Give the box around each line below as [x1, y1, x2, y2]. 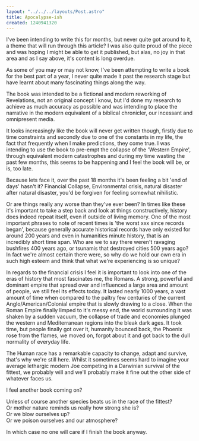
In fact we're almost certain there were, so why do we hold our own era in [6, 251, 187, 258]
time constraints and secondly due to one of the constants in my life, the [6, 134, 183, 141]
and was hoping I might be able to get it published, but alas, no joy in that [6, 49, 185, 56]
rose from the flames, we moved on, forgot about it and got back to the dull [6, 332, 190, 339]
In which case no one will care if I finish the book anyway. [6, 429, 147, 436]
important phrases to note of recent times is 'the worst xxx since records [6, 220, 184, 227]
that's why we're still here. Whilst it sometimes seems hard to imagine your [6, 356, 189, 363]
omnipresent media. [6, 116, 55, 123]
